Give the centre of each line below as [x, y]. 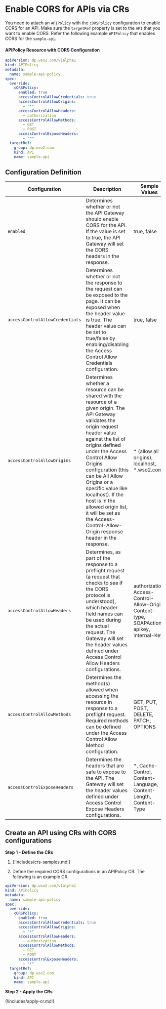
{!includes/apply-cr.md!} [30, 1001]
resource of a [101, 402]
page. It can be [103, 301]
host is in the [101, 501]
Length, [142, 797]
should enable [102, 219]
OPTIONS [145, 727]
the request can [104, 289]
